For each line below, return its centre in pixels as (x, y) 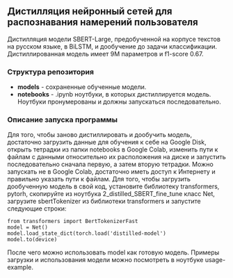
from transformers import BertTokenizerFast (73, 222)
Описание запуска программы (63, 120)
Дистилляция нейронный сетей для (90, 11)
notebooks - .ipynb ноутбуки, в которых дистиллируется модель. (114, 95)
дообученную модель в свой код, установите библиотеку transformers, (113, 186)
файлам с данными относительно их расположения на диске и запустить (116, 157)
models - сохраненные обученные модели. (82, 87)
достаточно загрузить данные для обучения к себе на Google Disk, (107, 142)
